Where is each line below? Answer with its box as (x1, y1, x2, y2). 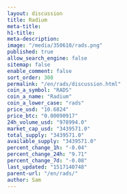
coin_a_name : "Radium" (7, 94, 72, 100)
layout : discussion (7, 10, 63, 17)
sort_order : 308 (7, 74, 54, 81)
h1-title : (7, 29, 36, 36)
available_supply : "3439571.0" (7, 138, 97, 145)
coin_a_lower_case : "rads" (7, 100, 84, 107)
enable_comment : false (7, 67, 72, 74)
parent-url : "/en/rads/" (7, 170, 78, 177)
